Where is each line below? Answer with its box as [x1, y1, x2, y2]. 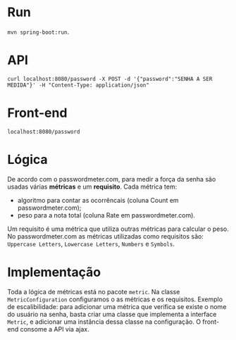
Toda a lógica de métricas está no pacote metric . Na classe [7, 287, 180, 296]
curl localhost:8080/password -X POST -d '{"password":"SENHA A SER [7, 75, 213, 82]
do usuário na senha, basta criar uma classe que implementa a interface [7, 310, 217, 318]
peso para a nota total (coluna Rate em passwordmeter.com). [17, 210, 196, 219]
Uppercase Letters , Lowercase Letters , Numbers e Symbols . [7, 239, 175, 248]
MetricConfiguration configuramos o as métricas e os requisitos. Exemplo [7, 295, 223, 303]
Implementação [7, 264, 101, 280]
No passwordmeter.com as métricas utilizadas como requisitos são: [7, 232, 204, 240]
